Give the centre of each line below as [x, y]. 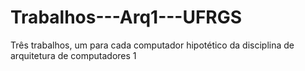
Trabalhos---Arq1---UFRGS [126, 17]
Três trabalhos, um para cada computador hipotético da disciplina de [152, 45]
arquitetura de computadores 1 [73, 55]
